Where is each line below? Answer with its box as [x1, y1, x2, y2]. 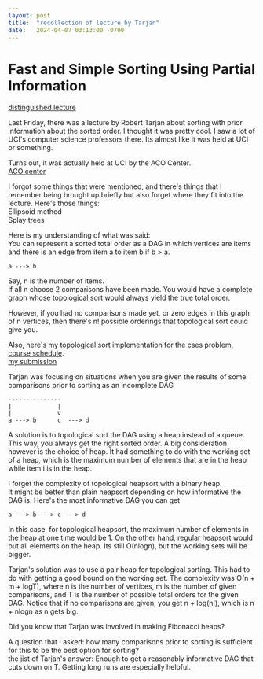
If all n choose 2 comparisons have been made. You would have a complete [8, 285, 253, 294]
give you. [8, 325, 38, 334]
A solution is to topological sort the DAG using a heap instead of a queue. [8, 430, 245, 440]
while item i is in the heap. [8, 463, 93, 473]
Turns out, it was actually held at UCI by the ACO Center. [8, 158, 192, 168]
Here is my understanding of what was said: [8, 231, 151, 240]
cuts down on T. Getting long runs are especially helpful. [8, 662, 191, 672]
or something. [8, 143, 53, 153]
